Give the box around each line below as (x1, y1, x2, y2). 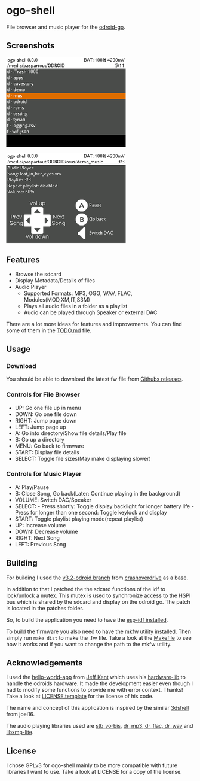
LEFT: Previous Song (14, 540, 67, 548)
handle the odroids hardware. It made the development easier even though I (6, 680, 193, 687)
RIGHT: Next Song (14, 534, 60, 542)
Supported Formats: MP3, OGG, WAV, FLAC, (23, 290, 133, 297)
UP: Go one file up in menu (14, 404, 82, 411)
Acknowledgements (6, 658, 83, 668)
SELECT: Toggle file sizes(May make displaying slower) (14, 455, 151, 462)
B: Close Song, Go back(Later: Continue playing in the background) (14, 490, 181, 497)
